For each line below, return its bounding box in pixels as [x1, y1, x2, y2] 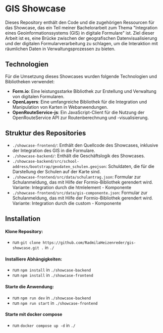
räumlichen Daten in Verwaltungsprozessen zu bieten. [5, 46, 115, 52]
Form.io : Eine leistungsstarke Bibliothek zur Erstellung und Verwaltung [12, 88, 157, 94]
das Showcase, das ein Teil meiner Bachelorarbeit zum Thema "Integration [5, 24, 158, 30]
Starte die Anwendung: [5, 283, 54, 289]
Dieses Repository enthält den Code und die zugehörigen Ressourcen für [5, 19, 155, 25]
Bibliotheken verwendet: [5, 78, 55, 84]
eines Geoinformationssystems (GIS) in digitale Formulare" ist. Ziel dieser [5, 30, 155, 36]
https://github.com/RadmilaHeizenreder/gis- [43, 240, 136, 246]
